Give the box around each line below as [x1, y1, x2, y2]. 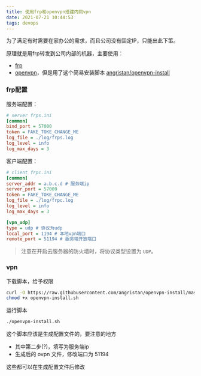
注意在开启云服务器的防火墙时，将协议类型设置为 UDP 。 [20, 247, 157, 255]
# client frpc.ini [6, 169, 52, 175]
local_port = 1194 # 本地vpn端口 [6, 231, 86, 237]
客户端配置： [6, 157, 38, 165]
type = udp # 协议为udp [6, 225, 63, 231]
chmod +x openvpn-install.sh [6, 295, 79, 301]
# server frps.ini [6, 112, 52, 118]
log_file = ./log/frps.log [6, 135, 74, 141]
